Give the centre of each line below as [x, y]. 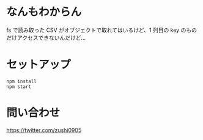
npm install [21, 81]
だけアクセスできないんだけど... [46, 37]
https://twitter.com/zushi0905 [44, 130]
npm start [19, 87]
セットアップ [39, 65]
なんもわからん [44, 12]
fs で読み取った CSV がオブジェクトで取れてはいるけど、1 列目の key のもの [102, 30]
